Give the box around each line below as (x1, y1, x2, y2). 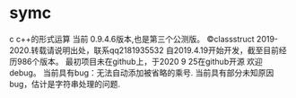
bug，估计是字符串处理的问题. (9, 78, 121, 89)
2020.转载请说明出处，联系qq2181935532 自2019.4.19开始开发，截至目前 (9, 44, 280, 56)
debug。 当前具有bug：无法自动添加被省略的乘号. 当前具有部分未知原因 (9, 67, 274, 78)
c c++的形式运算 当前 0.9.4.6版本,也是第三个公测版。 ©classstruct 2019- (9, 33, 279, 44)
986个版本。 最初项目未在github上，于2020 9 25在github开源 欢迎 (16, 56, 263, 67)
